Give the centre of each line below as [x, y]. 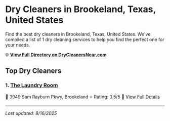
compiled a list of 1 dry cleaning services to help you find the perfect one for [85, 39]
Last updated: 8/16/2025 [31, 113]
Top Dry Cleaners [33, 71]
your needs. [18, 45]
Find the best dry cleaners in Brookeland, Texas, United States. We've [78, 34]
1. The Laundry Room [32, 86]
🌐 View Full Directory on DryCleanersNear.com [56, 55]
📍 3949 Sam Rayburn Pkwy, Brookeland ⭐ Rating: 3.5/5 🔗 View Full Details [83, 97]
